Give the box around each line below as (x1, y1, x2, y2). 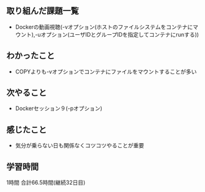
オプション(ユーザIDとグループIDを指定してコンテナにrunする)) (40, 31, 199, 38)
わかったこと (6, 51, 55, 61)
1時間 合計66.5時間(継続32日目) (6, 179, 86, 186)
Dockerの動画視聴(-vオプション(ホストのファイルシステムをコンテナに (15, 23, 193, 31)
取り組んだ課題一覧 (6, 6, 79, 17)
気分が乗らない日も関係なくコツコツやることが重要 (15, 142, 144, 149)
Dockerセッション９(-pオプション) (15, 105, 103, 112)
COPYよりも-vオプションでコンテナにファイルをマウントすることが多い (15, 68, 197, 75)
